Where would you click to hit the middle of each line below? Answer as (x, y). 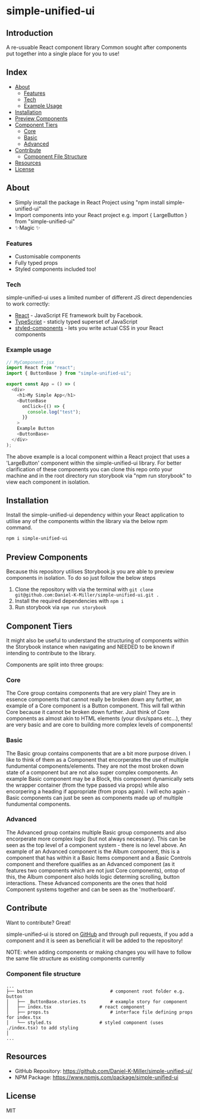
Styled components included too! (55, 269)
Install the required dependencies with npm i (69, 601)
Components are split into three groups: (55, 664)
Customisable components (48, 256)
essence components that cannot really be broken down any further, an (94, 700)
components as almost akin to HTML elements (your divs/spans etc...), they (99, 718)
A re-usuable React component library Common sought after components (96, 47)
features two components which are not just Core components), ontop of (96, 870)
